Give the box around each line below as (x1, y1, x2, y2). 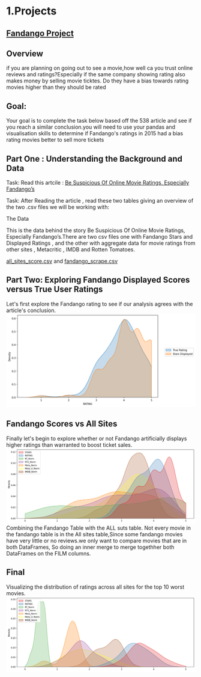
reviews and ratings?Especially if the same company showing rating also (6, 71, 186, 78)
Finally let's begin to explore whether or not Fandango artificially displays (6, 435, 187, 442)
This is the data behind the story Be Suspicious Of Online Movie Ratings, (6, 227, 185, 234)
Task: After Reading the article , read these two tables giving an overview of (6, 197, 194, 204)
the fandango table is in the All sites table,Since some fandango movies (6, 530, 183, 538)
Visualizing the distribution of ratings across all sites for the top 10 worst (6, 583, 185, 590)
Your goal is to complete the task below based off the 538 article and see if (6, 117, 192, 124)
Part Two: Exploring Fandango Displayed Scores (6, 275, 190, 285)
